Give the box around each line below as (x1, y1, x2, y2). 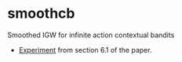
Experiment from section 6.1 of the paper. (18, 45, 152, 54)
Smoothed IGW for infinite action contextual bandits (7, 30, 175, 40)
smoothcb (7, 5, 75, 22)
